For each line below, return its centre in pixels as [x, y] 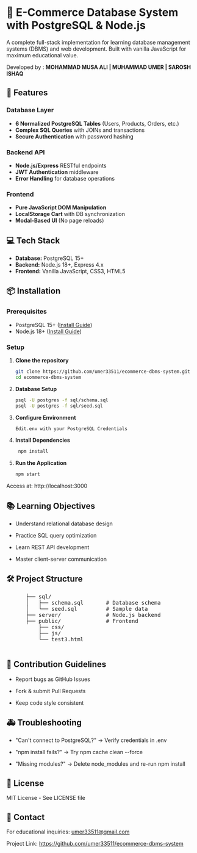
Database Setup [36, 389]
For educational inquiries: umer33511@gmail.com [68, 832]
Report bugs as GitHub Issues [52, 679]
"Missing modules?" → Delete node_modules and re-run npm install [100, 764]
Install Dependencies [42, 440]
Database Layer [30, 110]
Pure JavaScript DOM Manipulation [61, 207]
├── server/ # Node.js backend [93, 615]
